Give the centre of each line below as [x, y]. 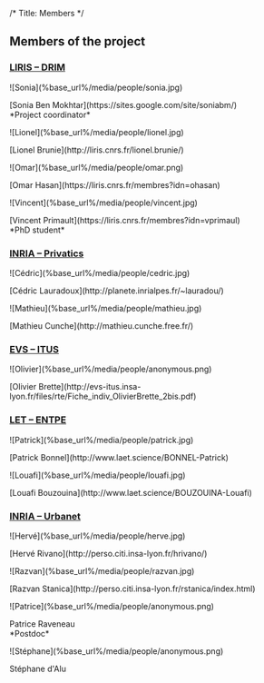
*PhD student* [37, 230]
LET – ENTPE [38, 420]
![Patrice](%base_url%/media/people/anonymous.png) [112, 606]
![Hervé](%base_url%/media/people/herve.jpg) [98, 536]
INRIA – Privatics [47, 253]
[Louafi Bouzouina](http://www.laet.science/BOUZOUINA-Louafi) [131, 492]
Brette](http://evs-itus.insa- [90, 387]
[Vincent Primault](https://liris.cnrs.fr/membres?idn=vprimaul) [125, 220]
